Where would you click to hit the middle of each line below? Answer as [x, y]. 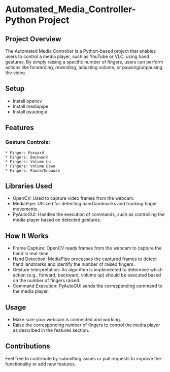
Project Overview [33, 39]
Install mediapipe [30, 106]
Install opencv [27, 101]
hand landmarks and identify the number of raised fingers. [74, 264]
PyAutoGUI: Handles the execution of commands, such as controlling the [89, 214]
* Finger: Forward [25, 153]
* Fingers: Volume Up [28, 162]
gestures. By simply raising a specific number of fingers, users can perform [84, 62]
